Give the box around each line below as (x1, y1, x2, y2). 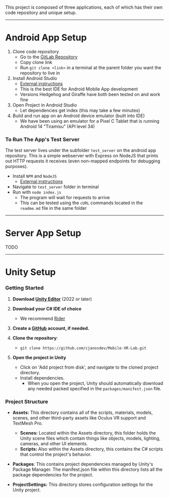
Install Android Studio (12, 75, 57, 81)
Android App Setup (5, 32, 87, 43)
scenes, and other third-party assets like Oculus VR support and (12, 414, 146, 421)
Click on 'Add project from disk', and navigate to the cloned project (20, 364, 159, 370)
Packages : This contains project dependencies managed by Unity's (12, 461, 153, 467)
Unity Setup (5, 267, 56, 278)
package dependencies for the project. (12, 471, 94, 477)
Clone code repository (12, 48, 59, 54)
